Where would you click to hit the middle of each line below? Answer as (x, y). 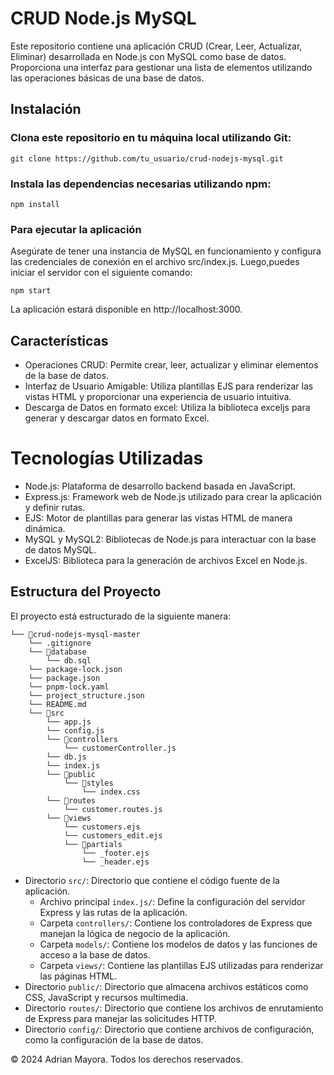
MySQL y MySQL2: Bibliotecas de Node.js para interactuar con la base (170, 539)
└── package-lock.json (75, 669)
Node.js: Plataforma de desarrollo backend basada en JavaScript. (160, 486)
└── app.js (69, 722)
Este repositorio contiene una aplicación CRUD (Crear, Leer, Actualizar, (156, 46)
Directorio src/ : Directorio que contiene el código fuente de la (152, 880)
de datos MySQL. (60, 549)
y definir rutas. (55, 507)
